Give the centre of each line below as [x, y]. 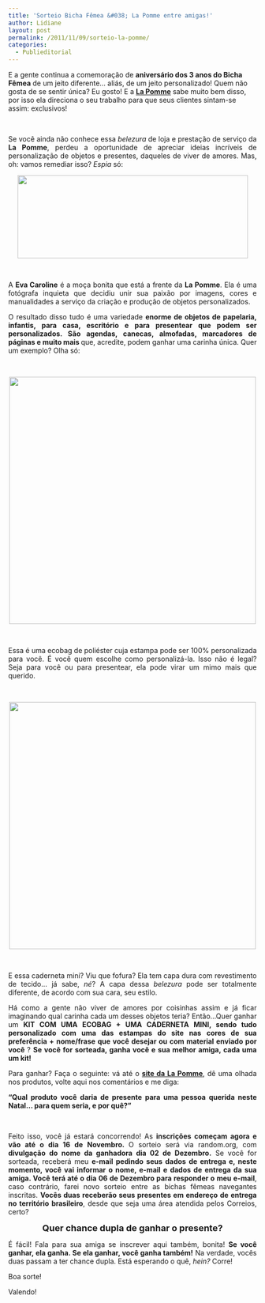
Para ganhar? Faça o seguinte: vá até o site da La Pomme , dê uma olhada [132, 1073]
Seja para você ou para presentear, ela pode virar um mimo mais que [132, 667]
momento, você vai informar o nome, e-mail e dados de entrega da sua [132, 1170]
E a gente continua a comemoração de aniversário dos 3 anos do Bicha [125, 75]
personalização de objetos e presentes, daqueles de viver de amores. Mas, [132, 156]
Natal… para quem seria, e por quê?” [70, 1105]
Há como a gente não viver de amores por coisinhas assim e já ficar [132, 1008]
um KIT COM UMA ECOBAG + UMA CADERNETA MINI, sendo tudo [133, 1024]
